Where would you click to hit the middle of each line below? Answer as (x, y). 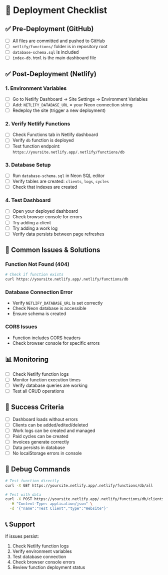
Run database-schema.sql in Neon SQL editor (58, 176)
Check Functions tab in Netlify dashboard (55, 134)
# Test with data (23, 494)
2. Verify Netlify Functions (38, 124)
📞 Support (20, 524)
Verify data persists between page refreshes (58, 234)
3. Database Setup (28, 165)
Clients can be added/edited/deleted (50, 425)
